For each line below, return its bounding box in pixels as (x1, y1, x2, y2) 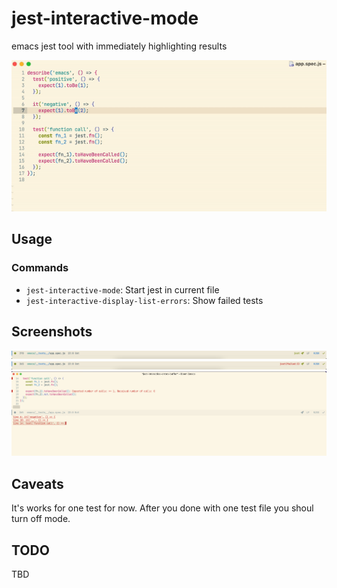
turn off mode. (11, 513, 71, 525)
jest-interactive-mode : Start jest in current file (25, 283, 220, 296)
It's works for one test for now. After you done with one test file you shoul (11, 502, 314, 514)
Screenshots (11, 323, 93, 340)
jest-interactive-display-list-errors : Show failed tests (25, 294, 264, 306)
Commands (11, 261, 69, 275)
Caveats (11, 475, 64, 492)
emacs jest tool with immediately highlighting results (11, 40, 228, 52)
